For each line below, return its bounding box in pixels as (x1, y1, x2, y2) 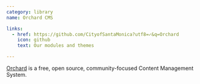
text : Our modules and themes (17, 43, 95, 49)
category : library (6, 9, 53, 15)
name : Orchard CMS (6, 15, 53, 21)
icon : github (17, 37, 51, 43)
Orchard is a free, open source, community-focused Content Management (6, 65, 194, 72)
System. (6, 71, 28, 78)
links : (6, 26, 23, 32)
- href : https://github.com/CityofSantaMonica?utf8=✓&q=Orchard (12, 31, 179, 37)
